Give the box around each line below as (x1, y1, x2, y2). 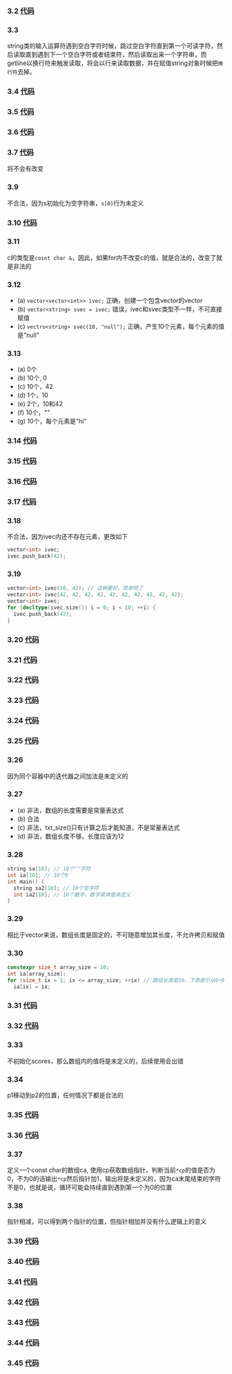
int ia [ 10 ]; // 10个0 (7, 872, 68, 879)
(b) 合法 (17, 814, 40, 823)
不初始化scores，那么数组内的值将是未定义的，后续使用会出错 (7, 1056, 184, 1065)
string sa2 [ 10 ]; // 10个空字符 (13, 884, 99, 892)
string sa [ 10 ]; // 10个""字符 (7, 865, 91, 872)
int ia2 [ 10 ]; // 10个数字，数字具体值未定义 (13, 891, 131, 898)
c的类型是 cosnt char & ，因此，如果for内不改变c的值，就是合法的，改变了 (7, 253, 217, 262)
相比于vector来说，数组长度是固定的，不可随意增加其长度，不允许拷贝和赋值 (7, 931, 225, 939)
